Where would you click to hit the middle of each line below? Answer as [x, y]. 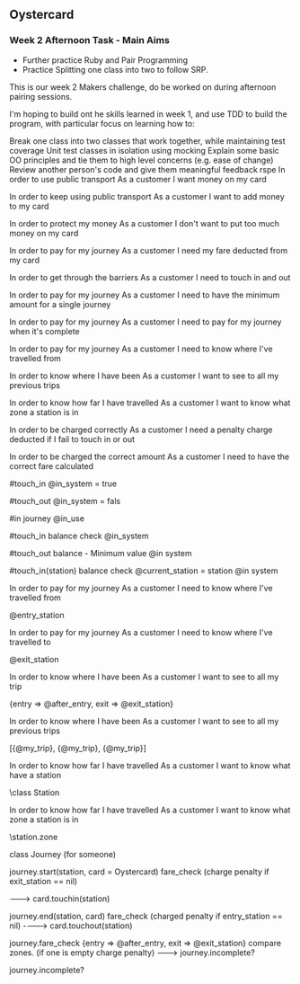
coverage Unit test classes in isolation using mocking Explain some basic [145, 150]
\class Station [35, 792]
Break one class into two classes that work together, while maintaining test [147, 141]
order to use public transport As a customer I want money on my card [138, 179]
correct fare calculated [52, 465]
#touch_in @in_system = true [63, 483]
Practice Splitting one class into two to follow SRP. [115, 69]
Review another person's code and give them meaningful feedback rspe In [147, 169]
